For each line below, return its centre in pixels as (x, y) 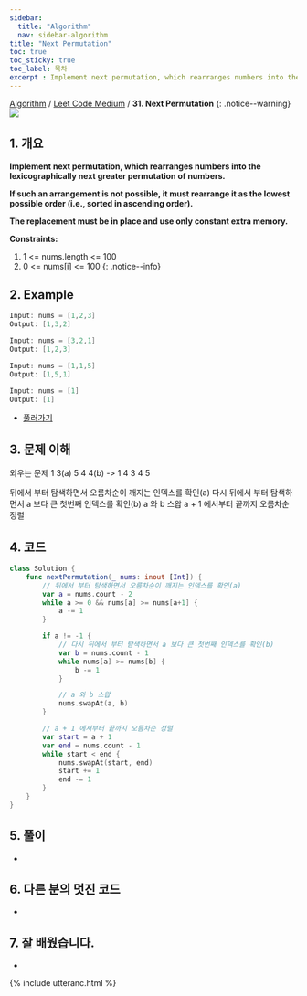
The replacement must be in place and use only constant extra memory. (149, 221)
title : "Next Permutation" (61, 43)
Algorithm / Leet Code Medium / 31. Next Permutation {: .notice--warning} (150, 103)
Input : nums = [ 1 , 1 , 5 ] (53, 366)
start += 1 (79, 771)
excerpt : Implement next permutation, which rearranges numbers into (147, 78)
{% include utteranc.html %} (63, 983)
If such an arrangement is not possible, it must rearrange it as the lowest (150, 194)
